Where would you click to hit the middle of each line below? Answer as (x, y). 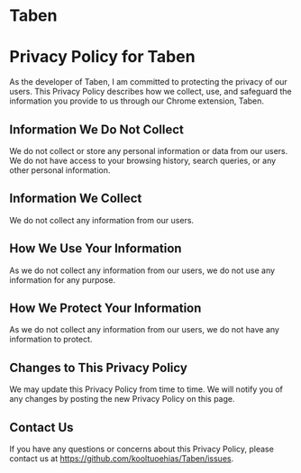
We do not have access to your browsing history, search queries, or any (143, 160)
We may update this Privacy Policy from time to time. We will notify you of (146, 389)
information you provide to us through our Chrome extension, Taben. (137, 101)
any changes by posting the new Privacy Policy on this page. (123, 399)
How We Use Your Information (96, 249)
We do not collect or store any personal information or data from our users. (149, 150)
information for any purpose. (63, 279)
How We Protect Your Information (105, 308)
